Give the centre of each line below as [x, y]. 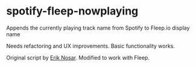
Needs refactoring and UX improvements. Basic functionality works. [91, 46]
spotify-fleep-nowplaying [72, 11]
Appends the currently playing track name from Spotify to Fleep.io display [98, 28]
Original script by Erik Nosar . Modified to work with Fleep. [78, 57]
